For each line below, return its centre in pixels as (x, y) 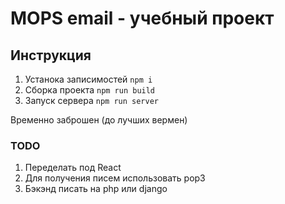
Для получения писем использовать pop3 (115, 178)
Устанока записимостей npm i (88, 79)
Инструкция (51, 55)
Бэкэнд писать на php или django (96, 189)
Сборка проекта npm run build (90, 90)
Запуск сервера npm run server (91, 100)
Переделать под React (73, 168)
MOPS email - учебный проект (142, 18)
